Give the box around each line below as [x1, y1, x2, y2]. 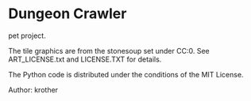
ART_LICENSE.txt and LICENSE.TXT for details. [8, 54, 162, 64]
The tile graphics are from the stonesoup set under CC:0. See [8, 46, 210, 55]
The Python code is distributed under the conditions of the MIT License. [8, 69, 244, 79]
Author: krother [8, 84, 58, 95]
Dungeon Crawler [8, 5, 127, 23]
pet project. [8, 31, 46, 40]
